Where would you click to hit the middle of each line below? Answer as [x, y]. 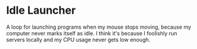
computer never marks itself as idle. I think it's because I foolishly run [92, 33]
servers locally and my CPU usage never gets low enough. [78, 39]
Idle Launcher [41, 10]
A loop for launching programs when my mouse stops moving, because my [99, 27]
